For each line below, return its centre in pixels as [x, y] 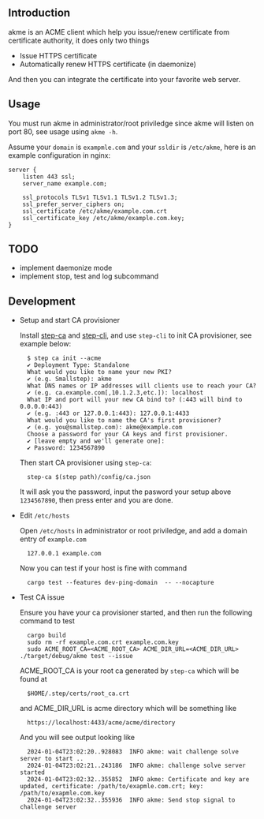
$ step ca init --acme [64, 358]
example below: [45, 344]
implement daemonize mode [66, 268]
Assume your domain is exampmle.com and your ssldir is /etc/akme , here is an [132, 147]
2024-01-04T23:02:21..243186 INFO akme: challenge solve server [136, 766]
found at [33, 679]
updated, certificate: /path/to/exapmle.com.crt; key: [112, 787]
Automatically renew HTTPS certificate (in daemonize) [108, 64]
